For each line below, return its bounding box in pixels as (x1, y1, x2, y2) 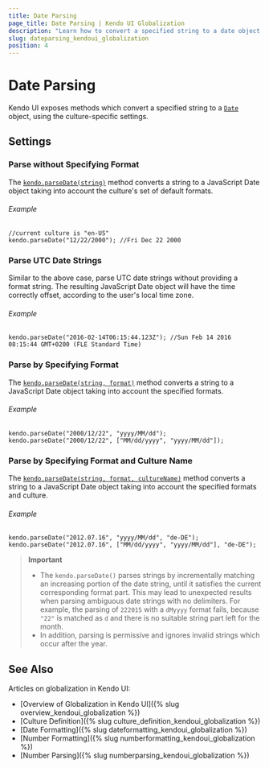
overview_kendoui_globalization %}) (19, 708, 141, 717)
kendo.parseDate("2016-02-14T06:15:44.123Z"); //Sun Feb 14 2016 (8, 333, 231, 342)
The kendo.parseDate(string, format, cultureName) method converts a (8, 473, 246, 483)
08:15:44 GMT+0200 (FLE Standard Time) (8, 341, 142, 349)
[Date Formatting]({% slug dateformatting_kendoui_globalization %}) (19, 725, 247, 735)
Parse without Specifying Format (8, 159, 140, 170)
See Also (8, 662, 54, 676)
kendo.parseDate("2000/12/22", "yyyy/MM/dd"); (8, 429, 167, 437)
